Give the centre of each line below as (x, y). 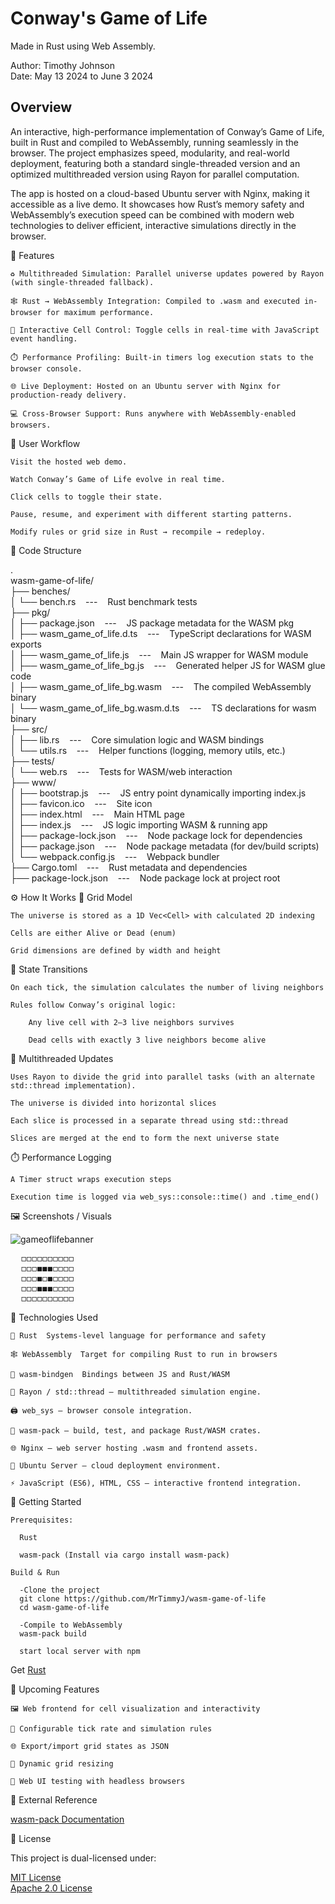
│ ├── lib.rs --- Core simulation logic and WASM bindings (137, 739)
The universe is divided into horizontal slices (113, 1103)
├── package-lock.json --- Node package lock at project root (145, 878)
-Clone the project (60, 1590)
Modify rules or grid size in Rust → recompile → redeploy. (138, 532)
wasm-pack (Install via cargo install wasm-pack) (124, 1555)
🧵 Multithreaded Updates (62, 1058)
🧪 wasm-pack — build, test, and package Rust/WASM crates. (136, 1430)
